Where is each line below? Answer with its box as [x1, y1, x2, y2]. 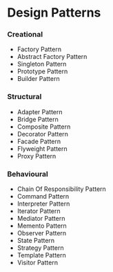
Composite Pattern [17, 123, 71, 131]
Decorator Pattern [17, 129, 69, 138]
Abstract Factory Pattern [17, 53, 88, 61]
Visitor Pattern [17, 258, 59, 267]
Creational [7, 30, 43, 39]
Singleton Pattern [17, 60, 67, 69]
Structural [7, 92, 42, 102]
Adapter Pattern [17, 107, 63, 116]
